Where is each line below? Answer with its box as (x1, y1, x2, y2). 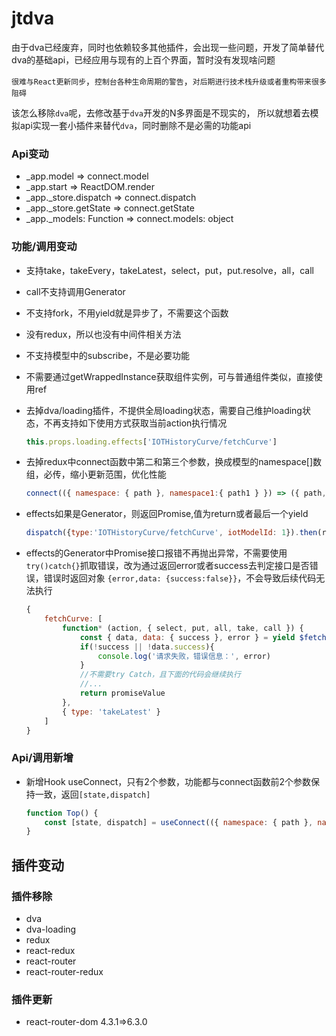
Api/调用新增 (11, 751, 74, 765)
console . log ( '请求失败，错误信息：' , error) (97, 651, 271, 661)
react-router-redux (25, 966, 104, 978)
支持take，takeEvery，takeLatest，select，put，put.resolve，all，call (25, 264, 314, 276)
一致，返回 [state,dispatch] (34, 788, 151, 800)
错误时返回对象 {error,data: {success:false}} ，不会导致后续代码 (43, 572, 317, 584)
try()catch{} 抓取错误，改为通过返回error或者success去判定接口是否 (25, 560, 310, 572)
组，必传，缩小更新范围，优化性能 (25, 468, 167, 481)
